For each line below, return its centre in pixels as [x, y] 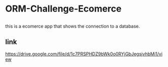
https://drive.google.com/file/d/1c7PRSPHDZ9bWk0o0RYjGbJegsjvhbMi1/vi [84, 54]
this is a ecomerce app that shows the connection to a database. [73, 26]
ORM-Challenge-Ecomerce [64, 9]
